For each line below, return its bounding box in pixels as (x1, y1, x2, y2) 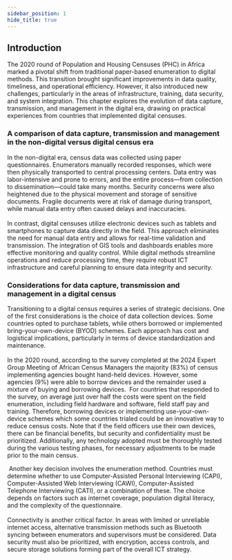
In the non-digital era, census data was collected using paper (7, 153, 182, 161)
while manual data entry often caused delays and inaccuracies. (7, 204, 187, 212)
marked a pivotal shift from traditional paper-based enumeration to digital (7, 68, 216, 76)
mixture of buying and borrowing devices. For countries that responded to (7, 385, 220, 393)
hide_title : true (7, 17, 57, 23)
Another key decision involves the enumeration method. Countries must (8, 464, 213, 472)
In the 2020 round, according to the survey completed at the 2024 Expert (7, 356, 216, 364)
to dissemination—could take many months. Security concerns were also (7, 182, 215, 190)
